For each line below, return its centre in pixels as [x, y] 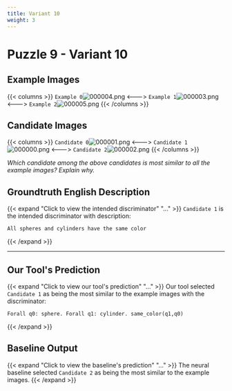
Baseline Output [42, 348]
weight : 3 [21, 20]
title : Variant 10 [33, 13]
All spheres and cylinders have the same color [77, 229]
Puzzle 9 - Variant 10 [68, 54]
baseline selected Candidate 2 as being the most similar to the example [108, 372]
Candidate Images [47, 125]
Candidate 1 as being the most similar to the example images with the [106, 293]
